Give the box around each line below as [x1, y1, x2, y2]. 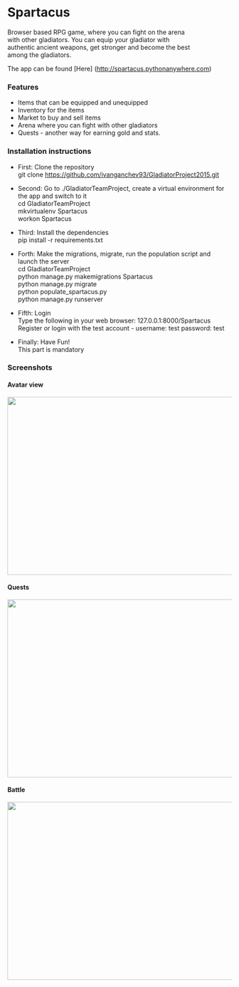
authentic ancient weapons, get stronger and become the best [7, 43, 191, 51]
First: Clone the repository [17, 162, 95, 171]
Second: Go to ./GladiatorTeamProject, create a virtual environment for [17, 184, 225, 192]
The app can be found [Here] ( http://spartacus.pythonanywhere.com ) [7, 64, 212, 73]
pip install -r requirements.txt [17, 236, 103, 244]
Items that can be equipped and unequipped [17, 98, 148, 107]
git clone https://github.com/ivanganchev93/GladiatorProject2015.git [17, 170, 219, 179]
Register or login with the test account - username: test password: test [17, 323, 225, 332]
